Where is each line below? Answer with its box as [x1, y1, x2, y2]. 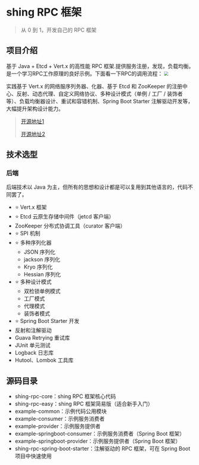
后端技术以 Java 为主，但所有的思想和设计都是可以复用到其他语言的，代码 [6, 183, 188, 191]
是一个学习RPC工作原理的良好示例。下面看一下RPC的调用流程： [6, 70, 163, 77]
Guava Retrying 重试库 [14, 334, 70, 341]
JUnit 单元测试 [14, 341, 51, 349]
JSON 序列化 [23, 248, 55, 255]
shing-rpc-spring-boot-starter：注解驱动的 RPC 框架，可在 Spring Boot [14, 445, 191, 452]
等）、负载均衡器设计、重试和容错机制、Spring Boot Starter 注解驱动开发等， [6, 97, 194, 104]
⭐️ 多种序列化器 [14, 239, 52, 247]
